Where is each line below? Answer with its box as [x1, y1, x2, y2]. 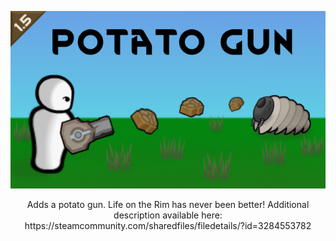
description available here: [113, 209, 223, 221]
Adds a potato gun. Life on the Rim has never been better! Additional [26, 198, 310, 210]
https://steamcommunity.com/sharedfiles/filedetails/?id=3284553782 [24, 219, 312, 231]
